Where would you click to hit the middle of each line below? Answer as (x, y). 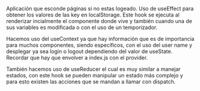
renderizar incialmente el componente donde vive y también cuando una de (99, 21)
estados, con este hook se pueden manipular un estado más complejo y (95, 75)
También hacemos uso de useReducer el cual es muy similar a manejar (93, 69)
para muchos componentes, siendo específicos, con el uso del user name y (99, 45)
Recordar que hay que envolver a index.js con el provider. (77, 58)
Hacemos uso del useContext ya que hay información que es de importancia (100, 39)
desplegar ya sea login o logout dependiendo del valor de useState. (90, 51)
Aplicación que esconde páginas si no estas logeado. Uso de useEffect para (100, 9)
